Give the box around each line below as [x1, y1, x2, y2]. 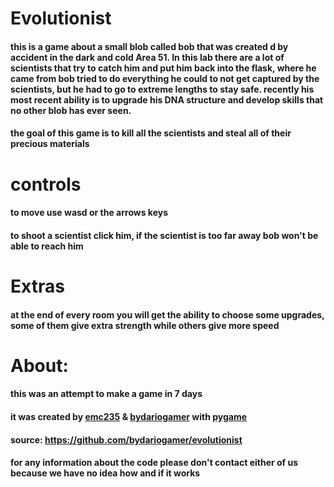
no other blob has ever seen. [10, 104, 132, 116]
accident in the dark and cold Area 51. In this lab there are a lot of [10, 51, 285, 63]
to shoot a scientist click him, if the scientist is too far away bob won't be [10, 229, 319, 241]
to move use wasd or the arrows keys [10, 207, 169, 219]
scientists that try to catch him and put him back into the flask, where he [10, 62, 317, 74]
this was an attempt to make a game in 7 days [10, 388, 203, 400]
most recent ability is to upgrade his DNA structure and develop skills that [10, 93, 324, 106]
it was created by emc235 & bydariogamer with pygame [10, 410, 248, 422]
